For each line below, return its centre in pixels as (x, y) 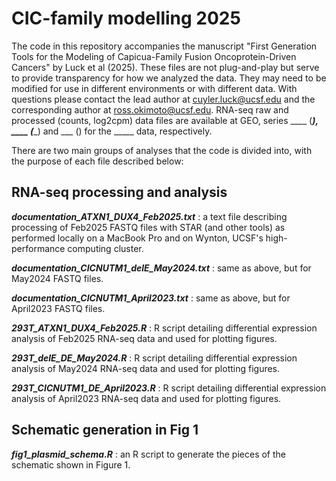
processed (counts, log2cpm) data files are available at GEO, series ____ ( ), (165, 120)
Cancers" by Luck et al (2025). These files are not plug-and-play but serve (165, 67)
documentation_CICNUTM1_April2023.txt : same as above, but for (151, 298)
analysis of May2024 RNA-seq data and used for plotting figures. (146, 368)
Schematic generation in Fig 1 (105, 430)
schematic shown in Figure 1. (71, 464)
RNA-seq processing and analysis (119, 192)
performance (38, 248)
